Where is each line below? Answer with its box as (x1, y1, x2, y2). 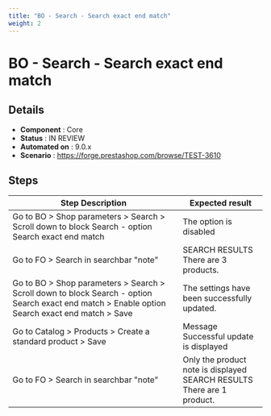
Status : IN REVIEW (19, 133, 85, 143)
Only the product (182, 354, 247, 365)
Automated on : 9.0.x (19, 142, 92, 152)
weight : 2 (8, 19, 42, 27)
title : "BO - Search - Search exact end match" (8, 11, 172, 20)
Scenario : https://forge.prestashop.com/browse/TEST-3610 (19, 150, 222, 160)
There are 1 (182, 385, 227, 396)
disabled (182, 227, 215, 238)
